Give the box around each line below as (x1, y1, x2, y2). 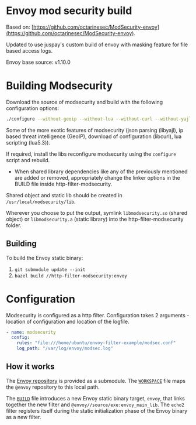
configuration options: (6, 104, 60, 112)
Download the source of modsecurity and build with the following (6, 98, 163, 105)
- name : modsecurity (6, 329, 57, 335)
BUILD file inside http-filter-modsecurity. (14, 180, 113, 187)
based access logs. (6, 47, 53, 54)
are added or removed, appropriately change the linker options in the (14, 174, 180, 181)
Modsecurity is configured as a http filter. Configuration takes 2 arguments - (6, 311, 190, 318)
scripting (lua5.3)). (6, 139, 51, 146)
